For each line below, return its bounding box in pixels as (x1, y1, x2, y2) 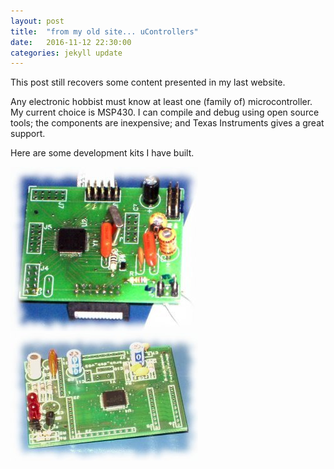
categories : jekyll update (10, 48, 123, 58)
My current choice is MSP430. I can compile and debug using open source (10, 106, 320, 119)
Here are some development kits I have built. (10, 147, 195, 159)
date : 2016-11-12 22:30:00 (10, 37, 132, 47)
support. (10, 128, 46, 140)
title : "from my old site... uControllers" (10, 26, 199, 37)
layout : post (10, 16, 65, 26)
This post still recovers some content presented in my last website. (10, 76, 286, 89)
